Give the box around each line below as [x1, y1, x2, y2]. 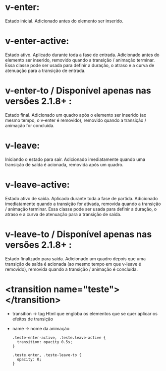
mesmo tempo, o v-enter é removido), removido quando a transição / [5, 117, 146, 123]
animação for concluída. [5, 122, 55, 128]
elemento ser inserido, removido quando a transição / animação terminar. [5, 57, 155, 63]
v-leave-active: [5, 179, 70, 190]
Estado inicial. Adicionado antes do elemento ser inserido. [5, 18, 124, 24]
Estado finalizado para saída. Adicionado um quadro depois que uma [5, 255, 146, 262]
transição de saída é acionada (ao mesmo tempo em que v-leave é [5, 261, 141, 267]
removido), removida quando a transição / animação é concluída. [5, 266, 138, 272]
